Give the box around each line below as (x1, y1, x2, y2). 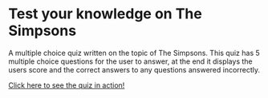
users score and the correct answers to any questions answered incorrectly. (8, 65, 261, 74)
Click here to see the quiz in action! (8, 80, 125, 90)
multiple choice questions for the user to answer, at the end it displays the (8, 57, 253, 66)
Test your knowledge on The (8, 5, 202, 23)
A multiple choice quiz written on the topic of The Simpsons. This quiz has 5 (8, 48, 261, 57)
